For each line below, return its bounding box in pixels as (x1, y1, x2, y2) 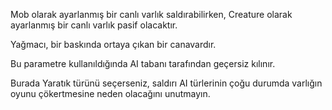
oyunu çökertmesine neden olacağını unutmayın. (10, 88, 211, 99)
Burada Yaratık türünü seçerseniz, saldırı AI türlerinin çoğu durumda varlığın (10, 77, 323, 89)
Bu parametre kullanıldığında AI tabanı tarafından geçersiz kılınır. (10, 58, 276, 69)
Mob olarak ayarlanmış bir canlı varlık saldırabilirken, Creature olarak (10, 9, 293, 20)
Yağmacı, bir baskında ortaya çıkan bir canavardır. (10, 39, 217, 50)
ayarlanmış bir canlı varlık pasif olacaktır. (10, 19, 178, 31)
